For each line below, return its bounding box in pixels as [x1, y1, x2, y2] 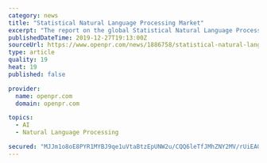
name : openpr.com [15, 92, 73, 100]
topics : [8, 114, 34, 122]
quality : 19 [8, 56, 48, 64]
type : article [8, 48, 56, 56]
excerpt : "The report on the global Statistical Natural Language [8, 26, 233, 34]
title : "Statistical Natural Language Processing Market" [8, 19, 204, 27]
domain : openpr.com [15, 100, 80, 108]
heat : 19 [8, 63, 37, 71]
